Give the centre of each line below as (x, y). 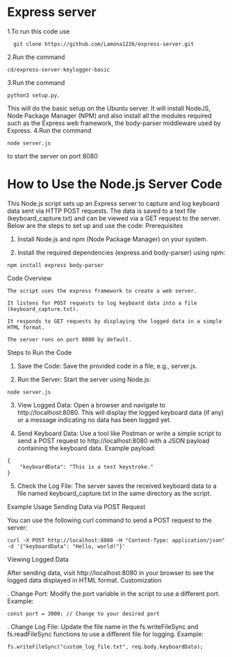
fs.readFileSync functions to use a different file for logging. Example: (105, 634)
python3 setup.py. (34, 95)
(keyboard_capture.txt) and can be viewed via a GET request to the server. (114, 218)
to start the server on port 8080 (53, 156)
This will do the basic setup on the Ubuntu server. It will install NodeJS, (109, 108)
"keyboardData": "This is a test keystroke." (87, 467)
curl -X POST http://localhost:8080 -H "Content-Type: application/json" (116, 540)
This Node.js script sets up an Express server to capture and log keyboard (114, 203)
